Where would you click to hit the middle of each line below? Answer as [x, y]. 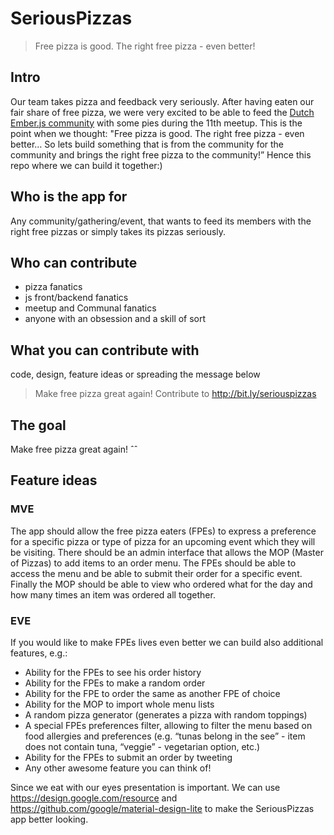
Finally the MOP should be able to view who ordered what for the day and [161, 584]
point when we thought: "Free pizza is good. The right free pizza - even [157, 133]
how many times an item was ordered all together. [113, 594]
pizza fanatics [53, 287]
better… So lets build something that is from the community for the [147, 144]
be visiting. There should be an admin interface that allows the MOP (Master [167, 552]
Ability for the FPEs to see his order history [113, 672]
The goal [38, 425]
